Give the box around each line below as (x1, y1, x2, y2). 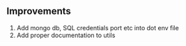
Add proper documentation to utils (16, 31, 116, 39)
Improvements (6, 5, 71, 17)
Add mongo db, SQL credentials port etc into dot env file (16, 23, 179, 32)
